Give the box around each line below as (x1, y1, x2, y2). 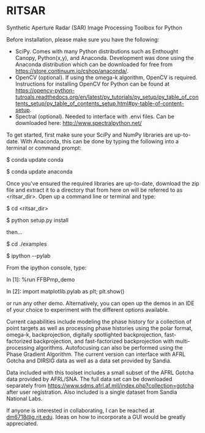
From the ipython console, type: (6, 264, 87, 271)
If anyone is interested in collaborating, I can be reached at (6, 407, 155, 414)
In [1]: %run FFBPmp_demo (6, 276, 75, 283)
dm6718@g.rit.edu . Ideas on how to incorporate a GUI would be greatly (6, 413, 186, 420)
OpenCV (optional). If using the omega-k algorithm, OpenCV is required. (15, 73, 198, 81)
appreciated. (6, 420, 39, 427)
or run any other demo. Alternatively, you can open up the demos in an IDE (6, 299, 195, 307)
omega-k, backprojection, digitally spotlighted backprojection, (6, 331, 163, 338)
